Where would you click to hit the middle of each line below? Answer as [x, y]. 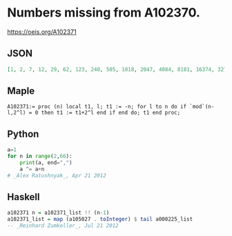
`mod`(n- [202, 107]
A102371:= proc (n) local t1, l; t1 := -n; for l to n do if [97, 107]
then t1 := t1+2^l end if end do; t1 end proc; [111, 113]
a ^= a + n [32, 169]
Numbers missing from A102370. [104, 13]
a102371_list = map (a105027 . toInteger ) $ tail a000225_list [100, 219]
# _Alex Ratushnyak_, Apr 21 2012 [57, 175]
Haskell [23, 197]
